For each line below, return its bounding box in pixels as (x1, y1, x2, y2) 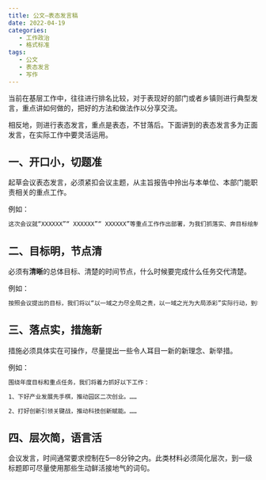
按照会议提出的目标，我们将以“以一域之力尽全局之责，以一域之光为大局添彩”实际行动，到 (8, 299, 257, 307)
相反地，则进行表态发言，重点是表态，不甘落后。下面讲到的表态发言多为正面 (8, 120, 258, 129)
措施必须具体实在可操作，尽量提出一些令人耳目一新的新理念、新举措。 (8, 345, 237, 355)
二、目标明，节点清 (8, 244, 102, 257)
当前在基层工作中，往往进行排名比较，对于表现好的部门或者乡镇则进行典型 (8, 93, 251, 103)
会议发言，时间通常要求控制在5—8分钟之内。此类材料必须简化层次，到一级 (8, 453, 253, 463)
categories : (8, 26, 47, 34)
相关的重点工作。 (14, 188, 71, 197)
